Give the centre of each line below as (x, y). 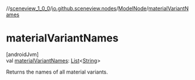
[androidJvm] (23, 54)
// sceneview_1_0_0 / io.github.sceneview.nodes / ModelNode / (77, 8)
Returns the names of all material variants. (57, 72)
